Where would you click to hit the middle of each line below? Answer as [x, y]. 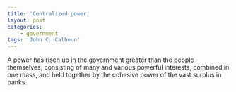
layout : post [26, 20]
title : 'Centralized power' [49, 14]
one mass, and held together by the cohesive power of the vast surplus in [114, 75]
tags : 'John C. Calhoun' [44, 40]
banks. [17, 82]
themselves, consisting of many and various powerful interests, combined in [118, 67]
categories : [25, 27]
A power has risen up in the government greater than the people [101, 60]
